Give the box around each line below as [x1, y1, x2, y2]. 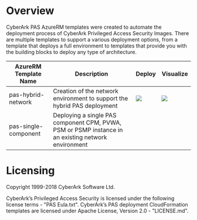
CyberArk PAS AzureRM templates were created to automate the [6, 23, 162, 31]
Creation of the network [52, 87, 119, 95]
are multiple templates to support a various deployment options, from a [6, 36, 178, 43]
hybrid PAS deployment [52, 101, 118, 110]
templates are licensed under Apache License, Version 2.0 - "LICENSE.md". [6, 207, 189, 214]
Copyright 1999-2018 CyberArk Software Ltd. [6, 183, 116, 190]
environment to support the [52, 94, 128, 102]
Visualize [161, 69, 188, 77]
